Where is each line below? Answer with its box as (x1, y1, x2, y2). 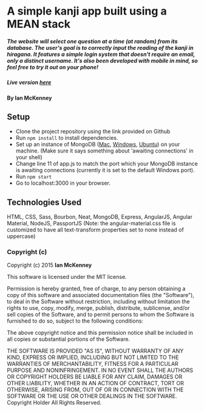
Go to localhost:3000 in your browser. (15, 179, 111, 187)
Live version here (7, 79, 52, 86)
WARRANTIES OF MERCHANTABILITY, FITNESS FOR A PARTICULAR (7, 360, 178, 368)
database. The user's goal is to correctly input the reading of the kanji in (7, 44, 194, 51)
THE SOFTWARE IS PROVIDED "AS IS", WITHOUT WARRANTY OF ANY (7, 348, 184, 355)
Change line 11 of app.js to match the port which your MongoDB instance (15, 160, 198, 168)
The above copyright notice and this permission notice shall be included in (7, 329, 193, 337)
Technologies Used (7, 197, 81, 207)
